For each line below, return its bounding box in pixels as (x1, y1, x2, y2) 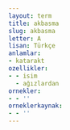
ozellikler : (8, 65, 48, 73)
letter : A (8, 34, 42, 43)
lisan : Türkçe (8, 42, 56, 50)
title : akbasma (8, 19, 60, 27)
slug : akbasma (8, 27, 56, 35)
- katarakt (8, 57, 45, 65)
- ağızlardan (15, 79, 60, 87)
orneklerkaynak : (8, 102, 63, 110)
